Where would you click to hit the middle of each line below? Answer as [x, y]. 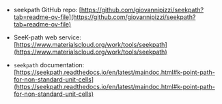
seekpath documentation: [49, 65]
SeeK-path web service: [47, 37]
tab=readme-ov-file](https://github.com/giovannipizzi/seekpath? [105, 17]
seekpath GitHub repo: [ [47, 10]
